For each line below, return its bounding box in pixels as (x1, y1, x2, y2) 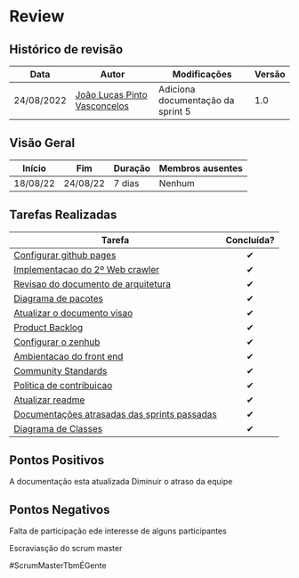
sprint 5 (158, 105, 191, 118)
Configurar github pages (13, 248, 117, 261)
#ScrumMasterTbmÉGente (9, 560, 107, 571)
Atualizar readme (13, 394, 85, 406)
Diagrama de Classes (13, 422, 103, 435)
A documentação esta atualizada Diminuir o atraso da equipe (9, 476, 233, 487)
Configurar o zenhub (13, 336, 101, 348)
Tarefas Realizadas (9, 208, 117, 223)
